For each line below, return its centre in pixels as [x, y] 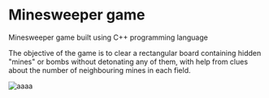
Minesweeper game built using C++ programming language [108, 37]
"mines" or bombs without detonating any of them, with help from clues [128, 62]
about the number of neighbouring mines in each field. [100, 70]
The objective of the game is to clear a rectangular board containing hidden [135, 53]
